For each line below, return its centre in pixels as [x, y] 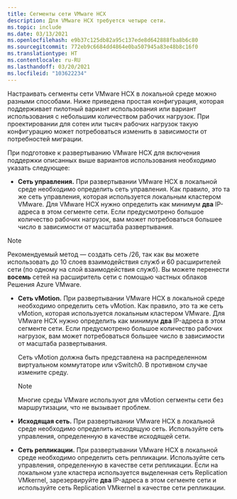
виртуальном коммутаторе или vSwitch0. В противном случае [112, 364]
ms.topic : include [34, 27]
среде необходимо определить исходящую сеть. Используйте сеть [121, 428]
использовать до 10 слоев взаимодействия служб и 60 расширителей [114, 262]
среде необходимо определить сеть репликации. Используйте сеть [121, 457]
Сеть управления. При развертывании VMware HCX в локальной [117, 181]
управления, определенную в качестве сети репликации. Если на [118, 465]
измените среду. [43, 372]
